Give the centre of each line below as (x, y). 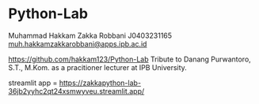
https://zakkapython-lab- (100, 83)
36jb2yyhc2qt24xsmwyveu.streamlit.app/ (76, 91)
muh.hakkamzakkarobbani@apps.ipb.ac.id (78, 43)
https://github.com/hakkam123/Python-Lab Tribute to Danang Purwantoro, (129, 59)
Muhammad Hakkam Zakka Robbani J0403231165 (90, 35)
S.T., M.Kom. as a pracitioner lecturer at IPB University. (98, 67)
